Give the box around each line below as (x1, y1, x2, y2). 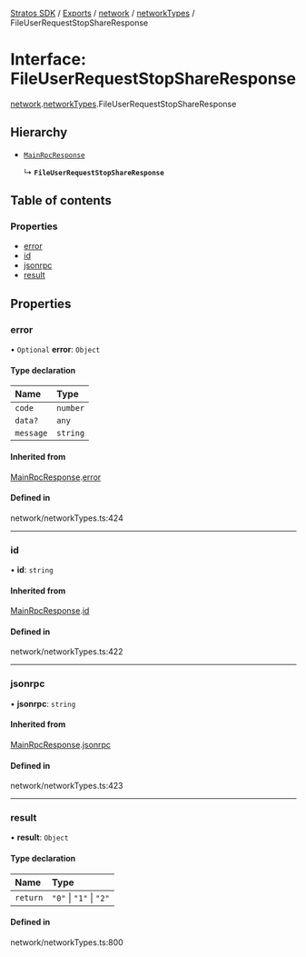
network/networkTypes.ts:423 (10, 781, 123, 792)
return (15, 892, 44, 902)
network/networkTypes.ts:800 (10, 936, 123, 948)
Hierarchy (10, 125, 68, 140)
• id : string (10, 564, 54, 575)
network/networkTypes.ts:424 (10, 513, 123, 523)
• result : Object (10, 832, 69, 843)
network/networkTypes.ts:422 (10, 646, 123, 657)
